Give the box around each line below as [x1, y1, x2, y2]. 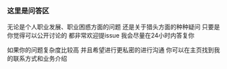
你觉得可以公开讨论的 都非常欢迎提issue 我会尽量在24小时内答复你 [7, 31, 195, 40]
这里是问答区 [7, 5, 50, 15]
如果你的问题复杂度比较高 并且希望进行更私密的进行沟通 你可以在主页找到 [7, 46, 214, 54]
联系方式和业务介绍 [12, 55, 67, 63]
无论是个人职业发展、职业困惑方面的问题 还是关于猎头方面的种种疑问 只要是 [7, 23, 220, 31]
